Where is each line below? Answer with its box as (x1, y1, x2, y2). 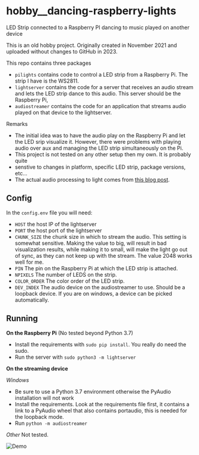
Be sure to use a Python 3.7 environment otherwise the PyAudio (14, 388, 171, 395)
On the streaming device (6, 365, 68, 372)
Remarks (6, 120, 28, 127)
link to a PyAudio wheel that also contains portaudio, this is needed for (14, 407, 188, 414)
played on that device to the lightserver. (14, 109, 112, 116)
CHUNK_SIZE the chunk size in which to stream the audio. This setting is (14, 233, 187, 240)
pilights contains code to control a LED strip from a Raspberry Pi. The (14, 71, 188, 78)
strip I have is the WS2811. (14, 77, 79, 84)
